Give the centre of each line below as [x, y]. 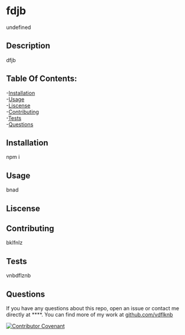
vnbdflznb [19, 275]
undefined [19, 27]
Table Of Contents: [42, 79]
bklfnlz [14, 243]
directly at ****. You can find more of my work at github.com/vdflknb [90, 315]
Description [28, 46]
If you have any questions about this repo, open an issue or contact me [92, 308]
